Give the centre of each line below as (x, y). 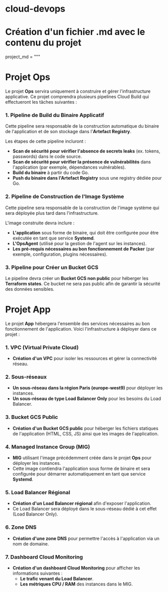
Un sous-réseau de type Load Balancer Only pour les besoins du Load (87, 399)
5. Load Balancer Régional (38, 492)
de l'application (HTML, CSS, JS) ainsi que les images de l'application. (86, 433)
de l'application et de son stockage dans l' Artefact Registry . (68, 132)
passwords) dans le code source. (47, 156)
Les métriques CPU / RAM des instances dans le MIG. (76, 584)
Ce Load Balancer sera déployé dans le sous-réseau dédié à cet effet (85, 509)
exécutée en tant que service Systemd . (53, 238)
